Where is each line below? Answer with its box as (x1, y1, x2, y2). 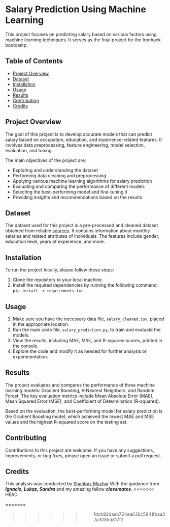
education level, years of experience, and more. (5, 238, 105, 245)
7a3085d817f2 (93, 517, 124, 523)
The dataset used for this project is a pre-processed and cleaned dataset (5, 223, 158, 229)
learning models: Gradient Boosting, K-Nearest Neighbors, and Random (5, 387, 155, 393)
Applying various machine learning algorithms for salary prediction (12, 178, 152, 184)
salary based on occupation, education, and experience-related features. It (5, 136, 162, 143)
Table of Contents (5, 57, 63, 66)
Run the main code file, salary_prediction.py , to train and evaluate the (12, 327, 161, 332)
